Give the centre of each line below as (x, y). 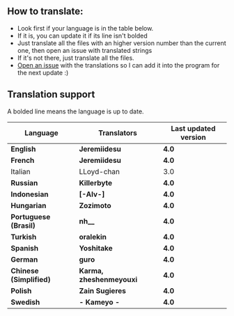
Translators (118, 133)
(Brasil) (23, 226)
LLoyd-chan (100, 171)
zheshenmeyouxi (108, 279)
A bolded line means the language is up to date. (76, 111)
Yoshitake (96, 248)
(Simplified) (31, 279)
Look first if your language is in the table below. (85, 28)
